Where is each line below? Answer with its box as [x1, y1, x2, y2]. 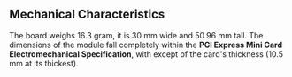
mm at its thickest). [9, 58, 79, 68]
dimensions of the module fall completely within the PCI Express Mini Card [9, 39, 283, 50]
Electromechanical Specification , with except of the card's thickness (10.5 [9, 48, 283, 59]
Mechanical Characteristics [9, 7, 165, 22]
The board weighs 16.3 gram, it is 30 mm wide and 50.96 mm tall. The [9, 30, 264, 40]
